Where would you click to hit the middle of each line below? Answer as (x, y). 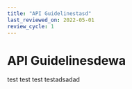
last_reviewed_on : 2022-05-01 (51, 20)
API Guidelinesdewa (67, 60)
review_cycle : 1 (31, 26)
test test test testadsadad (43, 79)
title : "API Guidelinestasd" (49, 13)
